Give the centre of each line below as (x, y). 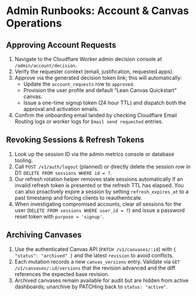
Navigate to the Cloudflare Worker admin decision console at (88, 59)
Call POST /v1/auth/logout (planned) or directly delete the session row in (102, 166)
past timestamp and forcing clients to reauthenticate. (78, 197)
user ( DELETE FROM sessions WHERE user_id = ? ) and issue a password (99, 210)
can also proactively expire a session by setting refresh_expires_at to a (102, 191)
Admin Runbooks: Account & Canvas (98, 11)
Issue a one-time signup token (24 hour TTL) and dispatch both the (105, 103)
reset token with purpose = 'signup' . (59, 216)
